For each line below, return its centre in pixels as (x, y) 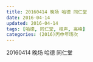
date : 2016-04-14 (28, 18)
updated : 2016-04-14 (33, 23)
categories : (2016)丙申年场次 (42, 35)
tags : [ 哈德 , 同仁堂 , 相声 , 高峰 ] (46, 29)
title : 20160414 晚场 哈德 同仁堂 (47, 12)
